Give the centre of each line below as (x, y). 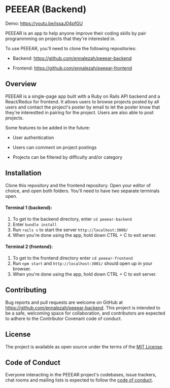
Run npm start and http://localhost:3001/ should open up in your (82, 263)
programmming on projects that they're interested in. (60, 39)
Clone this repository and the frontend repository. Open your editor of (78, 185)
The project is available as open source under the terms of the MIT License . (84, 346)
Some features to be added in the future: (48, 127)
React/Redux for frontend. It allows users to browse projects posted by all (82, 101)
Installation (23, 173)
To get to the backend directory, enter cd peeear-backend (72, 219)
